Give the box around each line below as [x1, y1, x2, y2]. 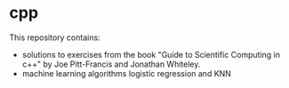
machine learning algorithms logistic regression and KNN [21, 68, 231, 78]
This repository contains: [9, 32, 100, 43]
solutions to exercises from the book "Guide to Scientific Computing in [21, 49, 280, 60]
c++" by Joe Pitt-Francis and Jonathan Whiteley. [21, 59, 201, 69]
